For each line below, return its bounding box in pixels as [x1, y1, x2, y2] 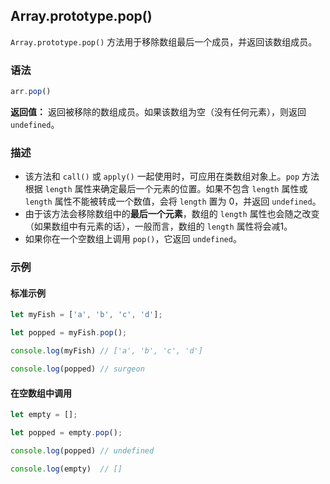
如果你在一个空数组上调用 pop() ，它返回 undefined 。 [24, 233, 242, 245]
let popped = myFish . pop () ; [10, 328, 128, 338]
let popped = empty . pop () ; [10, 427, 123, 438]
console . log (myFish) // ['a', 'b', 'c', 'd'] [10, 346, 203, 356]
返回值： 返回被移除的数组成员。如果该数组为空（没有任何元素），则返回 [10, 105, 307, 118]
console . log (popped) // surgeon [10, 364, 145, 374]
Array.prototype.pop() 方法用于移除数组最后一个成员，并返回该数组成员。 [10, 35, 318, 48]
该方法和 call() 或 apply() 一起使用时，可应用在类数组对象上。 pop [24, 170, 300, 183]
